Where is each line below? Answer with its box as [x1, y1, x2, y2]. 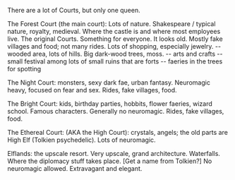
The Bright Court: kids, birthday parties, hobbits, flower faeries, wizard [7, 100, 213, 108]
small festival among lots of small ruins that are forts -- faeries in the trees [7, 57, 223, 66]
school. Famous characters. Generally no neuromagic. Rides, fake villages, [7, 107, 224, 115]
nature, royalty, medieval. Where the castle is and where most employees [7, 28, 221, 35]
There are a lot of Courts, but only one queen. [7, 6, 140, 14]
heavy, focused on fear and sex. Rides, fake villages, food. [7, 86, 178, 94]
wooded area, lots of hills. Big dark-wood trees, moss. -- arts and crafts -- [7, 49, 223, 58]
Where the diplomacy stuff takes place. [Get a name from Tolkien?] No [7, 157, 212, 165]
